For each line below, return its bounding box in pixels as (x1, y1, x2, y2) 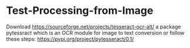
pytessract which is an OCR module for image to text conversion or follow (6, 29, 185, 36)
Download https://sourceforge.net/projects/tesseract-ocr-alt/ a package (6, 23, 181, 30)
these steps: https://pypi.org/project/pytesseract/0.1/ (6, 35, 134, 42)
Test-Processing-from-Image (6, 4, 154, 17)
